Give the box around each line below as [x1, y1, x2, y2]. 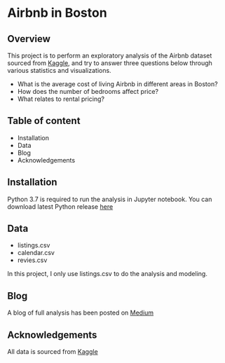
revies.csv [17, 256, 48, 264]
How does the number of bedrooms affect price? [17, 88, 159, 95]
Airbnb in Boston [7, 5, 107, 21]
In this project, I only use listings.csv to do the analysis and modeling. [7, 270, 208, 278]
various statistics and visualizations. [7, 67, 111, 74]
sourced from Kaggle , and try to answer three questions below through [7, 59, 212, 67]
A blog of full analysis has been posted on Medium [7, 308, 154, 317]
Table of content [7, 115, 81, 127]
